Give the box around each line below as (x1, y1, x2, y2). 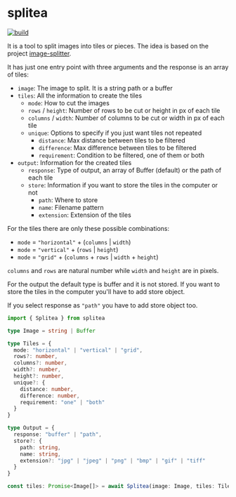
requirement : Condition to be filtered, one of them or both (38, 151, 205, 159)
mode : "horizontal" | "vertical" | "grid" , (13, 346, 143, 354)
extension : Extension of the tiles (38, 211, 131, 219)
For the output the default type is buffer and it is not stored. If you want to (7, 279, 220, 289)
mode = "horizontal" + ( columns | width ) (17, 237, 131, 246)
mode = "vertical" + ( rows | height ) (17, 245, 119, 253)
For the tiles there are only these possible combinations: (7, 224, 170, 232)
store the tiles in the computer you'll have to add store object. (7, 287, 185, 296)
